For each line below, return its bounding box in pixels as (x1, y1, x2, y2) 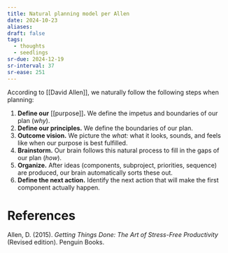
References (7, 208, 76, 224)
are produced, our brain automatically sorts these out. (17, 168, 173, 177)
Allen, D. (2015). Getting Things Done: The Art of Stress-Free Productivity (7, 231, 219, 239)
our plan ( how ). (17, 153, 62, 161)
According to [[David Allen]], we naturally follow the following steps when (7, 88, 219, 96)
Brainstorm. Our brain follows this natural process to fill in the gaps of (17, 146, 220, 154)
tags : (7, 36, 23, 43)
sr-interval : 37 (7, 62, 55, 69)
